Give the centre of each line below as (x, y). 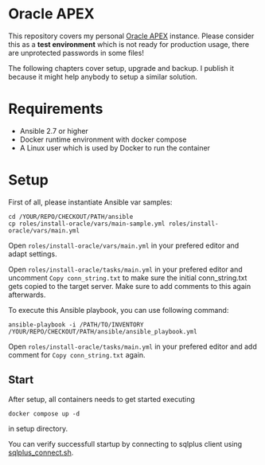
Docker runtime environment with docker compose (103, 139)
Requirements (56, 109)
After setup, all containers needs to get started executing (101, 399)
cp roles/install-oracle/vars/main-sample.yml (87, 224)
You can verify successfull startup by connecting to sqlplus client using (125, 444)
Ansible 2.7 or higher (54, 131)
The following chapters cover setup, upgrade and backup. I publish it (121, 68)
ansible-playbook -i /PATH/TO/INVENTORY (76, 324)
